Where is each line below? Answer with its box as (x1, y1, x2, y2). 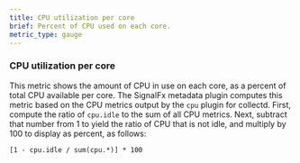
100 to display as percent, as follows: (9, 128, 147, 139)
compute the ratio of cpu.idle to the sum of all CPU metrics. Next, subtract (9, 109, 287, 120)
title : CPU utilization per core (9, 13, 135, 23)
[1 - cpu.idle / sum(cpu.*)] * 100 (9, 145, 143, 154)
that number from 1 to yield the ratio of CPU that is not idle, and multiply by (9, 118, 286, 129)
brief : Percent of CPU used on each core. (9, 22, 171, 31)
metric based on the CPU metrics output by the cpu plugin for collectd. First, (9, 99, 291, 110)
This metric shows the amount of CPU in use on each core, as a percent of (9, 80, 286, 91)
